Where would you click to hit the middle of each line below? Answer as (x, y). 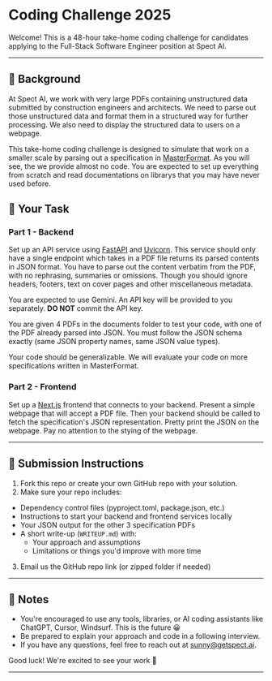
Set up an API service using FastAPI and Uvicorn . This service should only (132, 250)
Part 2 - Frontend (42, 387)
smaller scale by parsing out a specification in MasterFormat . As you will (129, 157)
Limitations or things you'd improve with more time (117, 550)
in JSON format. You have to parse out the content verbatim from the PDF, (132, 267)
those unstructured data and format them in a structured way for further (128, 116)
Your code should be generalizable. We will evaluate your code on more (128, 357)
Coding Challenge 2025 (90, 15)
